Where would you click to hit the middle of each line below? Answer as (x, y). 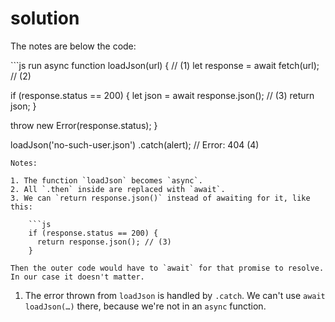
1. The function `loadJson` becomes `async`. (106, 180)
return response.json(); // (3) (104, 242)
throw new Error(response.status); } (84, 125)
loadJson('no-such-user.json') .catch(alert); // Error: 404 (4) (135, 144)
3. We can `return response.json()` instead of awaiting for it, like (160, 198)
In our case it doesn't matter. (77, 277)
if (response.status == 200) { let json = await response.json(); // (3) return (162, 95)
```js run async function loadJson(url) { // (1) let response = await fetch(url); (165, 65)
